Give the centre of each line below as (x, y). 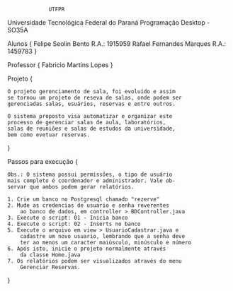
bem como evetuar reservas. (49, 135)
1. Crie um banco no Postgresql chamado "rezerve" (84, 199)
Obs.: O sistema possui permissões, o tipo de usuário (90, 174)
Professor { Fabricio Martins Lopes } (60, 65)
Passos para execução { (42, 161)
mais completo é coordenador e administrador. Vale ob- (91, 181)
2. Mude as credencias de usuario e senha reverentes (89, 206)
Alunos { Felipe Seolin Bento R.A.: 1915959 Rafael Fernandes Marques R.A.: (117, 44)
